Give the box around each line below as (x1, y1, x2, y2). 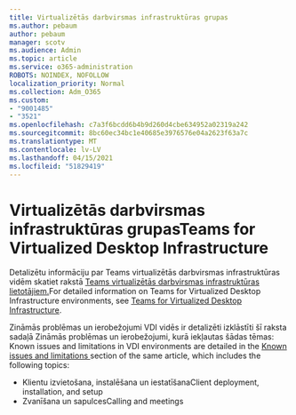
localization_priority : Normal (9, 79, 125, 88)
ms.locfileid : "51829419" (9, 162, 105, 171)
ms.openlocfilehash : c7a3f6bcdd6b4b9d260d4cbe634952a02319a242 (9, 121, 249, 130)
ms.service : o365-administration (9, 63, 133, 72)
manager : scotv (9, 37, 66, 47)
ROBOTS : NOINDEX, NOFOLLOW (9, 71, 109, 80)
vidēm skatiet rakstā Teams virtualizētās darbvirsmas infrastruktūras (9, 276, 260, 287)
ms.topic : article (9, 54, 77, 63)
